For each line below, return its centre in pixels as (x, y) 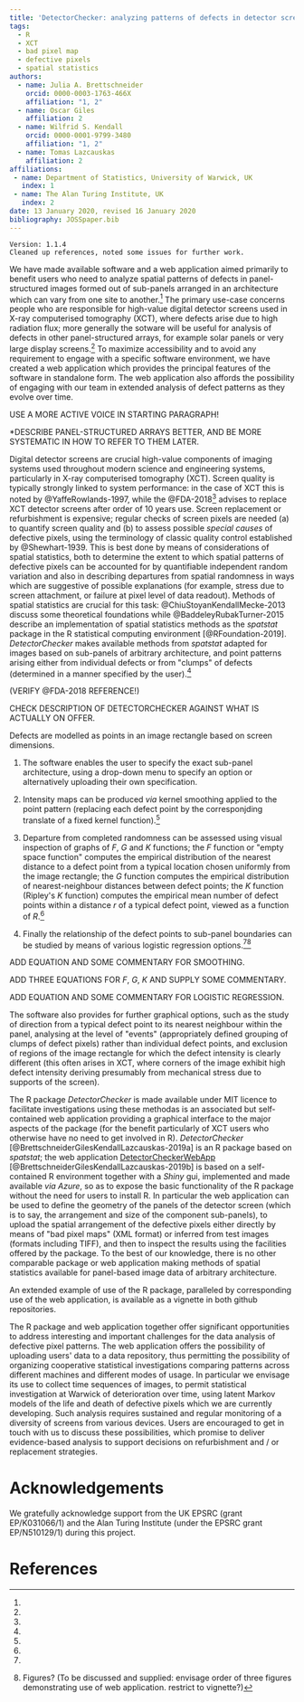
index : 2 (38, 203)
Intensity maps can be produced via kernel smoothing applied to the (150, 799)
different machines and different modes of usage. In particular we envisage (150, 1375)
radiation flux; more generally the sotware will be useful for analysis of (141, 328)
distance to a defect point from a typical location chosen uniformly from (157, 866)
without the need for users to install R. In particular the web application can (149, 1196)
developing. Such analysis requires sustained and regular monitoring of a (146, 1414)
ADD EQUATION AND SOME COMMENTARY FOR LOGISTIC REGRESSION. (147, 998)
